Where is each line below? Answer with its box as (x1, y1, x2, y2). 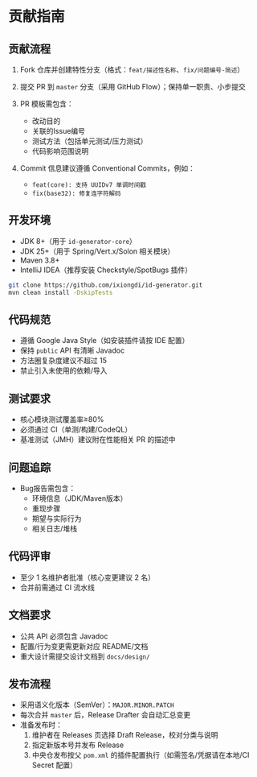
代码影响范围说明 (31, 147, 89, 155)
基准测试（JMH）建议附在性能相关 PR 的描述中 (19, 435, 176, 444)
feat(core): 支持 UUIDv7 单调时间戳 (31, 181, 147, 189)
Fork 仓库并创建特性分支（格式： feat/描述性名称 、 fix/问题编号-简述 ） (19, 65, 245, 74)
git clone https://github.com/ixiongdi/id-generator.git (8, 281, 203, 289)
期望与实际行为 (31, 514, 82, 523)
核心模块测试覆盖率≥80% (19, 415, 104, 424)
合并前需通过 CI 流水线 (19, 582, 95, 592)
